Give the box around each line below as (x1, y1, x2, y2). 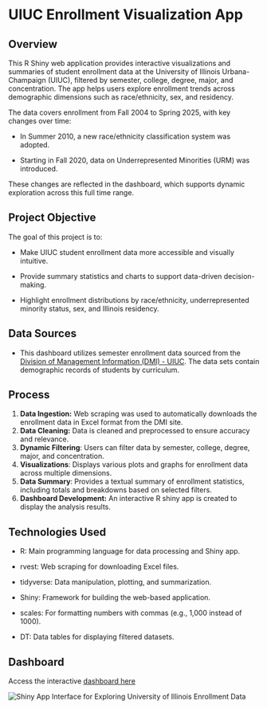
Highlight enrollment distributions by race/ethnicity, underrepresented (19, 295, 249, 304)
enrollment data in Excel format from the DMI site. (19, 417, 183, 427)
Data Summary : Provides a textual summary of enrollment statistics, (19, 476, 245, 487)
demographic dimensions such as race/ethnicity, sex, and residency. (8, 92, 234, 101)
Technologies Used (8, 525, 106, 539)
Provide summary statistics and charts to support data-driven (19, 271, 222, 280)
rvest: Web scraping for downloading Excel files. (19, 562, 179, 571)
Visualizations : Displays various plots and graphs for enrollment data (19, 460, 249, 469)
